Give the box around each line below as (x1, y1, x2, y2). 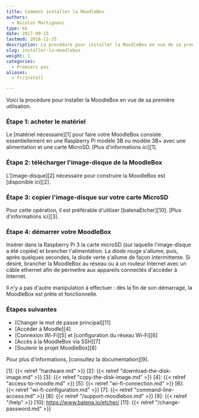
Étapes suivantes (6, 305, 57, 313)
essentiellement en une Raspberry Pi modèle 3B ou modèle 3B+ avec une (6, 137, 186, 144)
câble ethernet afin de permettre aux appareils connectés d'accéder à (6, 267, 178, 274)
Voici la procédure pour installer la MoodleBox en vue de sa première (6, 96, 175, 104)
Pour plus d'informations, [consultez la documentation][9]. (6, 356, 149, 363)
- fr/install (11, 75, 44, 81)
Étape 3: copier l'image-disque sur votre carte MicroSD (6, 193, 169, 201)
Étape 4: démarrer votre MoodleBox (6, 227, 111, 236)
